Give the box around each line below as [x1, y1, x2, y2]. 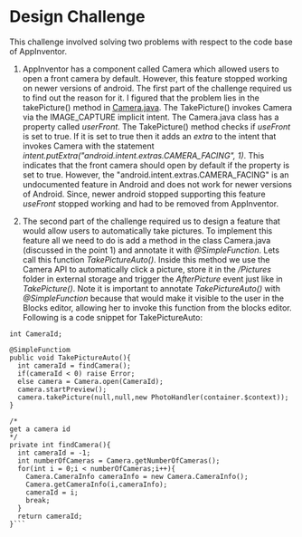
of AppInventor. [9, 45, 68, 56]
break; [25, 495, 51, 504]
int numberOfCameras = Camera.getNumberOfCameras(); [17, 455, 221, 465]
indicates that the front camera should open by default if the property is [22, 159, 290, 170]
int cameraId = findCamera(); [17, 360, 131, 370]
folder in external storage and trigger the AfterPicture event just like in [22, 273, 283, 284]
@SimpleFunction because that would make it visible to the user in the [22, 292, 285, 303]
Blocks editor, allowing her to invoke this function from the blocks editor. [22, 302, 292, 313]
